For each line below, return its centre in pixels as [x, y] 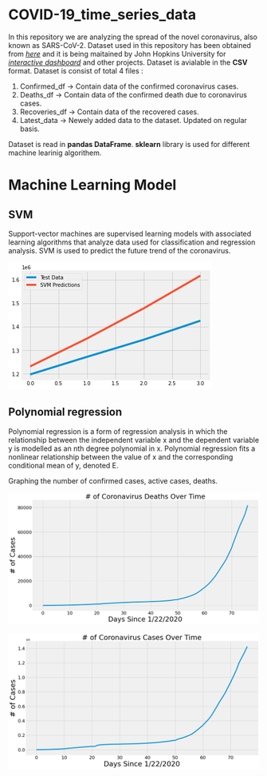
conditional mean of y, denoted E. [63, 465]
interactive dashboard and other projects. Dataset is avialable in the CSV [128, 62]
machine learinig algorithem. [55, 153]
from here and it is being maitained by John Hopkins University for [117, 54]
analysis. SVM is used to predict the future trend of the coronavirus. [120, 250]
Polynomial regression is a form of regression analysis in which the [118, 431]
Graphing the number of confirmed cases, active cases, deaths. [113, 480]
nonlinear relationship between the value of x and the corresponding [121, 456]
